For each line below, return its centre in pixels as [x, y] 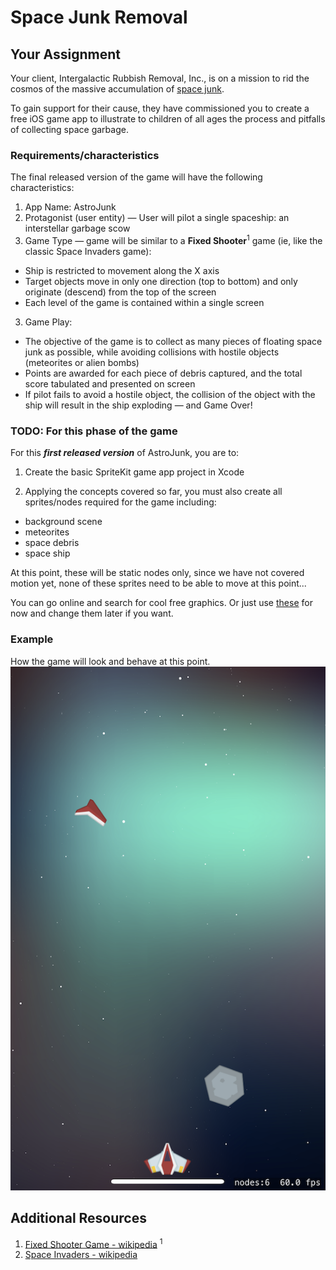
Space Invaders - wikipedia [81, 1255]
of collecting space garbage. [69, 129]
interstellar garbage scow [77, 228]
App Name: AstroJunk [70, 207]
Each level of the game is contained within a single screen [144, 302]
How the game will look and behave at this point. [110, 661]
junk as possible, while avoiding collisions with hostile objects [152, 352]
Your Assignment [65, 54]
